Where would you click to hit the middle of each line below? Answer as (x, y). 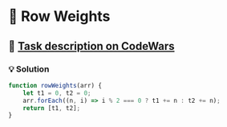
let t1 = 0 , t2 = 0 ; (57, 93)
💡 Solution (29, 69)
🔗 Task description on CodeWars (91, 46)
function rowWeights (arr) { (55, 85)
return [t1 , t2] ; (52, 108)
